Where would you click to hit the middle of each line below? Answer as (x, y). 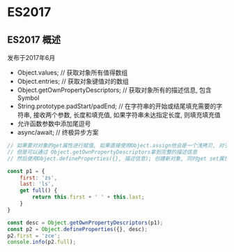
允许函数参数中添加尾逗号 (54, 124)
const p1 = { (26, 171)
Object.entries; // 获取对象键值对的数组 (73, 81)
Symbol (28, 98)
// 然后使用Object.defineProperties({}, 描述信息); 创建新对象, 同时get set (113, 158)
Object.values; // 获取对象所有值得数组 (72, 73)
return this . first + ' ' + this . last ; (88, 197)
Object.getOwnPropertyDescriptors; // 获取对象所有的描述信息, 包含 (115, 90)
